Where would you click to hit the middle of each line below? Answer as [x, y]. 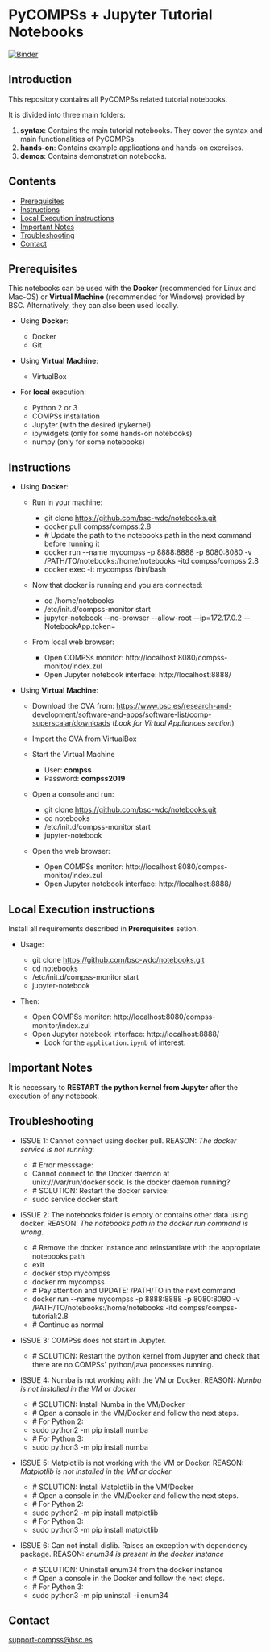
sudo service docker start [75, 1199]
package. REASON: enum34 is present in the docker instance [122, 1554]
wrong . [32, 1232]
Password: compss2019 [85, 779]
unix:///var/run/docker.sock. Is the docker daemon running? [131, 1182]
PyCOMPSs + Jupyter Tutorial [110, 15]
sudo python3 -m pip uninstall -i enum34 [100, 1595]
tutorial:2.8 [50, 1316]
